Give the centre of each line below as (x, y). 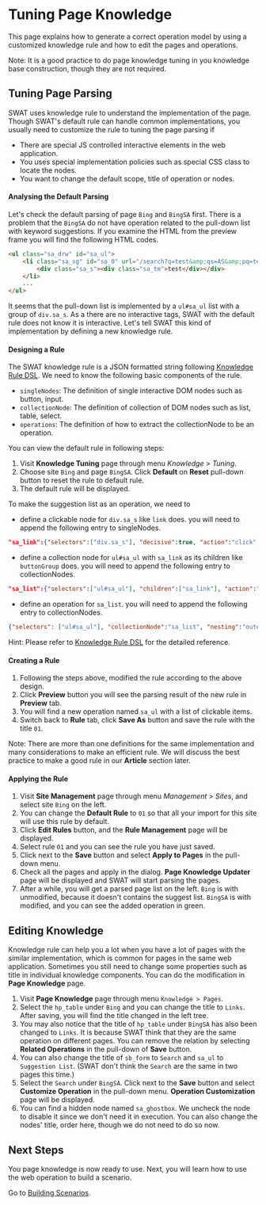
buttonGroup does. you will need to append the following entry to (125, 566)
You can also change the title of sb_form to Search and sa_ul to (122, 1058)
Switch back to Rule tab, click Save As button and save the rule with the (137, 720)
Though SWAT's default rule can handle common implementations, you (124, 121)
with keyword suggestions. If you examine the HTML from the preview (123, 231)
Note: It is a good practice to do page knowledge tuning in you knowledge (129, 60)
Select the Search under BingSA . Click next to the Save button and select (137, 1083)
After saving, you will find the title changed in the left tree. (114, 1016)
